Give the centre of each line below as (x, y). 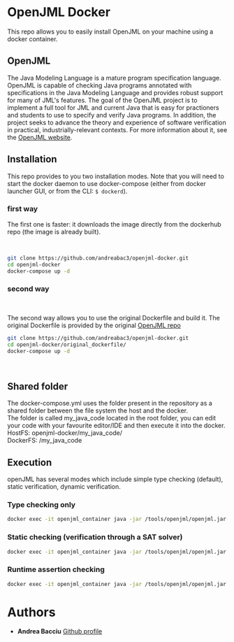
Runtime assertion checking (56, 569)
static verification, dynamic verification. (64, 487)
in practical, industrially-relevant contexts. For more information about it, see (117, 129)
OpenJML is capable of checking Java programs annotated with (100, 85)
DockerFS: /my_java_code (45, 441)
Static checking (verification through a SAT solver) (95, 537)
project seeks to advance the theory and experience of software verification (117, 122)
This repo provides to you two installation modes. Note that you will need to (116, 176)
